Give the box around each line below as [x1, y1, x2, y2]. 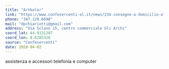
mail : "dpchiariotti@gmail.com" [5, 21, 73, 26]
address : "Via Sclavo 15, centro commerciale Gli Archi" [5, 26, 127, 31]
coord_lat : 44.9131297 [5, 30, 53, 35]
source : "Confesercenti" [5, 40, 57, 45]
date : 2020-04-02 [5, 44, 42, 49]
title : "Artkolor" [5, 7, 44, 12]
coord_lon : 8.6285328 [5, 35, 51, 40]
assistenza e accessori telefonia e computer [5, 58, 97, 64]
